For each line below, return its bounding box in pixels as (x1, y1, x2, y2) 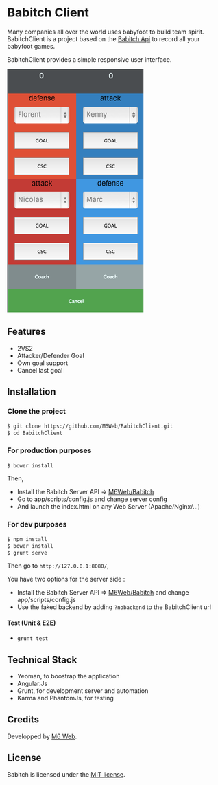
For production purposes (7, 445, 92, 455)
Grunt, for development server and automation (16, 687, 149, 695)
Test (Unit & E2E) (7, 619, 56, 627)
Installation (7, 386, 56, 398)
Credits (7, 714, 40, 726)
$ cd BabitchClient (7, 430, 63, 437)
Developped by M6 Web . (7, 732, 77, 740)
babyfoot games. (7, 42, 56, 50)
